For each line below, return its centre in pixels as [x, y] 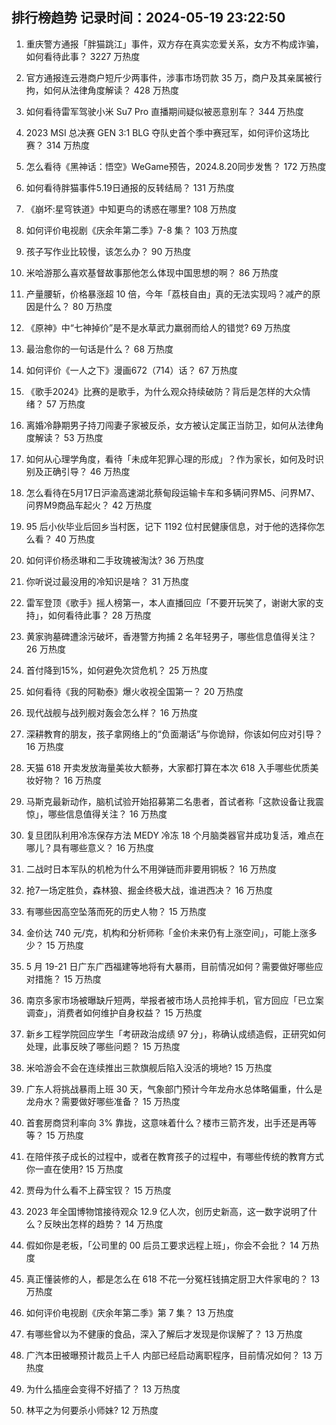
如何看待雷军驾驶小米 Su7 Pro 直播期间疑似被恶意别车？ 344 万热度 [164, 111]
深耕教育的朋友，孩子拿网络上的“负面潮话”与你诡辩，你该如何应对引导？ [174, 734]
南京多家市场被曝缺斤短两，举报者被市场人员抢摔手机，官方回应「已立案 [174, 1000]
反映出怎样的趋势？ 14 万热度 [103, 1224]
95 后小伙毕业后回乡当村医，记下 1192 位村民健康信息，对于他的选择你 [171, 526]
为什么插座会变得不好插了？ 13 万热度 [103, 1389]
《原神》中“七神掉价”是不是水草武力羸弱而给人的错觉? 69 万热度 [158, 327]
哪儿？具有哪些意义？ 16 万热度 [90, 847]
